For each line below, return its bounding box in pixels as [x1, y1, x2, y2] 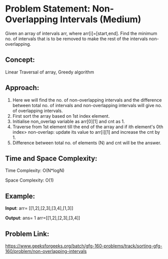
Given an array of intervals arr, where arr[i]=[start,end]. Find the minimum [5, 30, 157, 36]
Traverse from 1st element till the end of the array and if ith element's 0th [12, 124, 163, 130]
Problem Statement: [5, 3, 91, 15]
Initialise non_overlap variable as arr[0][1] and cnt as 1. [12, 118, 125, 124]
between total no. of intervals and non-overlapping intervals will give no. [12, 102, 162, 108]
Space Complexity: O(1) [5, 177, 54, 184]
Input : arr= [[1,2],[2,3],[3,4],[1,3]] [5, 205, 74, 211]
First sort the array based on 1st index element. [12, 113, 110, 119]
